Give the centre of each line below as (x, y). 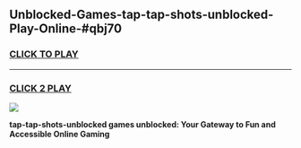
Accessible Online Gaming (60, 134)
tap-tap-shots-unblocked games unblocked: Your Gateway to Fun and (142, 124)
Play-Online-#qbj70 (66, 29)
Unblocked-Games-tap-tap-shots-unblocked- (142, 15)
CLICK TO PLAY (44, 55)
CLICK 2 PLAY (40, 88)
